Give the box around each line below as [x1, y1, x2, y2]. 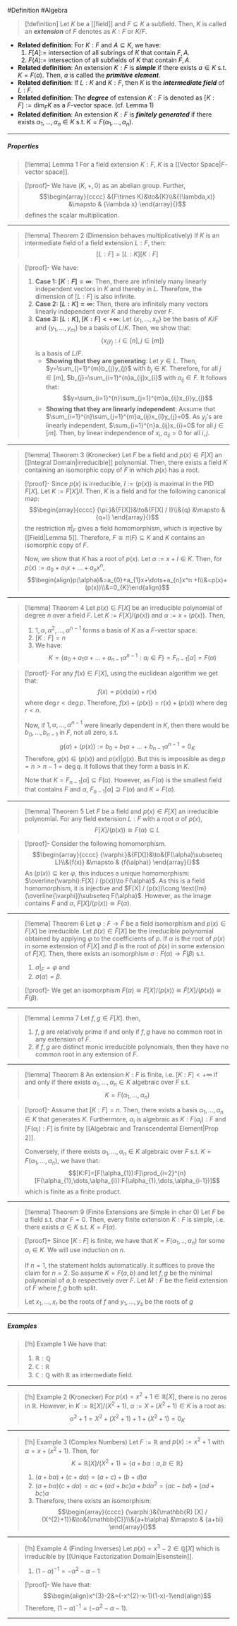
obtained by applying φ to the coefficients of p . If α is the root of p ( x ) [24, 934, 226, 943]
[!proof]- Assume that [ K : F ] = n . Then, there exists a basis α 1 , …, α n [24, 1106, 224, 1116]
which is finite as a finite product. [24, 1187, 121, 1196]
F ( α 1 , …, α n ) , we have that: [24, 1156, 100, 1167]
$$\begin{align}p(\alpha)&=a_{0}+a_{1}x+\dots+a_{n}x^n [27, 576, 193, 584]
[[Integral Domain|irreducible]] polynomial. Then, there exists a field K [24, 459, 228, 467]
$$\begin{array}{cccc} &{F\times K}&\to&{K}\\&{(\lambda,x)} [39, 192, 216, 201]
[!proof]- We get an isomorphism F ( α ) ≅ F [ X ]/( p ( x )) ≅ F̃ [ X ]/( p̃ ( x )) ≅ [24, 986, 222, 994]
